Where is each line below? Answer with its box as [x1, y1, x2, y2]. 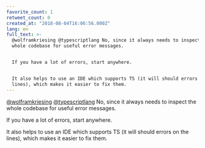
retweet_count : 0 [6, 15, 51, 21]
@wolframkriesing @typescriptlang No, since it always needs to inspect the [6, 98, 196, 105]
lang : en [6, 26, 29, 32]
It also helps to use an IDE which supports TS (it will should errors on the [6, 128, 189, 135]
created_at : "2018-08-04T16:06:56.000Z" [6, 20, 111, 26]
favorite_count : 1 [6, 9, 53, 15]
